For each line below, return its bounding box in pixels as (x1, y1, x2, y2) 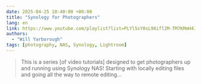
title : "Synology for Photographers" (6, 14, 100, 20)
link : (6, 25, 20, 32)
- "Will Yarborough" (11, 36, 63, 42)
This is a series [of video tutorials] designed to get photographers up (20, 58, 191, 66)
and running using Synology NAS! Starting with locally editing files (20, 64, 184, 71)
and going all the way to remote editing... (20, 71, 122, 78)
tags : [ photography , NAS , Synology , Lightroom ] (6, 42, 127, 48)
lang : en (6, 20, 28, 26)
